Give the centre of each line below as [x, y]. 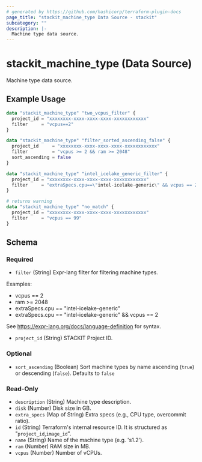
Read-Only [23, 389]
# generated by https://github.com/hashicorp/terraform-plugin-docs [94, 12]
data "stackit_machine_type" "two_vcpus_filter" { [71, 113]
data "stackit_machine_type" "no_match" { [60, 207]
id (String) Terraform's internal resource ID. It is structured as [91, 427]
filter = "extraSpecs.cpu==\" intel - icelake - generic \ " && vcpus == [102, 185]
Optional [19, 353]
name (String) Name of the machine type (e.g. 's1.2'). [79, 440]
